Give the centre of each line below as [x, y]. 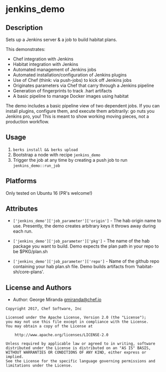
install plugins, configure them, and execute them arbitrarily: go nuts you [80, 111]
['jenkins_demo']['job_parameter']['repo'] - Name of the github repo [86, 261]
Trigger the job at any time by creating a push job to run [70, 160]
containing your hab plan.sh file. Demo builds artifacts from [74, 267]
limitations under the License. [39, 366]
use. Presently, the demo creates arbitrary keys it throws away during [84, 226]
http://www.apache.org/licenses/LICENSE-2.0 [62, 335]
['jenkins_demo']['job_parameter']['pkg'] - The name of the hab [81, 241]
